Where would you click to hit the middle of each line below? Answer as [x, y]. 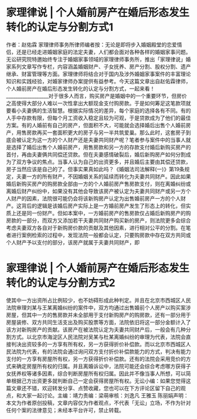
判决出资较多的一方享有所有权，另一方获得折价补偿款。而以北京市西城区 [98, 344]
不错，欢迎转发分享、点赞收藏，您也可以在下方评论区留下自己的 [103, 388]
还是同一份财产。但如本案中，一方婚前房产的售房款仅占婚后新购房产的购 [103, 213]
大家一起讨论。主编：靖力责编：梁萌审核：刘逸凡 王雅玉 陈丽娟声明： [105, 395]
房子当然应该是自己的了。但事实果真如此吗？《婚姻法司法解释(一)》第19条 [95, 169]
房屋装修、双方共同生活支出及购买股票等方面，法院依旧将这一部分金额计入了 [98, 322]
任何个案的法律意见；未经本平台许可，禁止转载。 [65, 410]
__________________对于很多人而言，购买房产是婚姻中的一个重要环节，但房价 [96, 96]
